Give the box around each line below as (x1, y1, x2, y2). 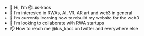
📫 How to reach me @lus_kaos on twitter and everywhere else (9, 26, 138, 31)
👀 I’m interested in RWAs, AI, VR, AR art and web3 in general (9, 10, 132, 16)
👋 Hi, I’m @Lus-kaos (9, 5, 51, 10)
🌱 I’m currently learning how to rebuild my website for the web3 (9, 15, 139, 20)
